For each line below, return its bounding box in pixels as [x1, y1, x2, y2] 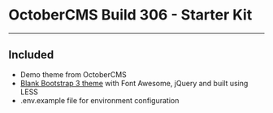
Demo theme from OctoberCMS [19, 69, 128, 79]
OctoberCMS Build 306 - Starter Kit [8, 6, 253, 24]
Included [8, 48, 54, 62]
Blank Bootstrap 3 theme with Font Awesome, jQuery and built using [19, 78, 249, 88]
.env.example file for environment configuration [19, 95, 180, 105]
